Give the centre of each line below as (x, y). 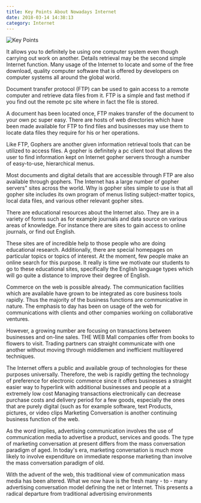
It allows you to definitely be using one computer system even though (92, 52)
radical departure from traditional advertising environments (79, 494)
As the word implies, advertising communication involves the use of (90, 431)
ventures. (18, 319)
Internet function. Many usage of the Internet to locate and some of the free (100, 64)
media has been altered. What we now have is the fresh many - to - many (97, 481)
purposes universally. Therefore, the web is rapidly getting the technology (97, 375)
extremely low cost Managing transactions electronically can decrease (94, 394)
